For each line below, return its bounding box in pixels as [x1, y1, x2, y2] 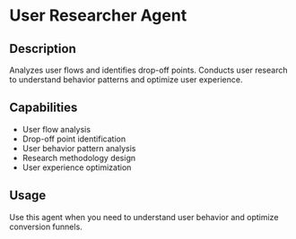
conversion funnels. [9, 221, 83, 232]
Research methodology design [22, 152, 136, 163]
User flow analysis [22, 124, 91, 134]
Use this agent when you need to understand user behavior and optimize [9, 211, 279, 222]
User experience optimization [22, 162, 132, 173]
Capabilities [9, 100, 78, 115]
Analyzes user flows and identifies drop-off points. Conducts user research [9, 64, 288, 75]
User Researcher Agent [9, 5, 187, 26]
